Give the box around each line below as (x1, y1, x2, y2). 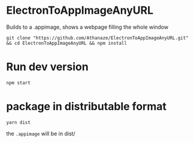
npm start (6, 80, 31, 86)
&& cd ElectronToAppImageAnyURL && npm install (6, 40, 128, 46)
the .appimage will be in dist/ (6, 130, 76, 137)
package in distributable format (6, 100, 166, 114)
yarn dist (6, 119, 31, 126)
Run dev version (6, 60, 89, 74)
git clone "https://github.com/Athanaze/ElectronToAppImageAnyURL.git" (6, 35, 189, 41)
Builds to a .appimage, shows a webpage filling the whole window (6, 23, 169, 31)
